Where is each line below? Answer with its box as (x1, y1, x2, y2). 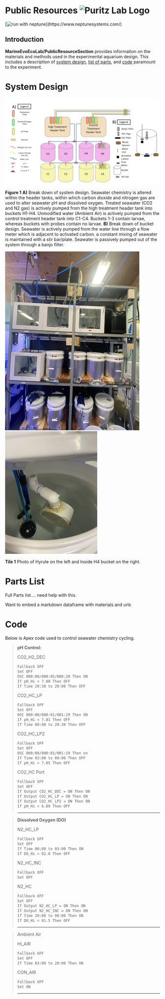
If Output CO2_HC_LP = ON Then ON (17, 794, 88, 799)
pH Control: (17, 644, 42, 650)
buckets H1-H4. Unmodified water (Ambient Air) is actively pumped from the (5, 210, 160, 216)
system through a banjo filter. (5, 242, 65, 248)
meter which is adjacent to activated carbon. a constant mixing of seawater (5, 231, 158, 237)
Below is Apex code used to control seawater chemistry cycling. (5, 635, 135, 641)
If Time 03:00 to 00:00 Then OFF (17, 756, 86, 761)
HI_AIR (17, 941, 31, 946)
